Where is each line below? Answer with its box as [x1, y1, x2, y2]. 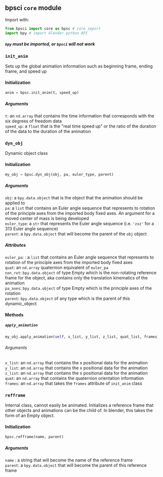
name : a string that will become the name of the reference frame [5, 457, 133, 463]
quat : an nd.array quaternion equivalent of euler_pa [5, 264, 109, 271]
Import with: [5, 16, 29, 22]
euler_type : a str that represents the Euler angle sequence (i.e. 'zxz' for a [5, 221, 154, 227]
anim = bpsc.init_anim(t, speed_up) [5, 90, 79, 95]
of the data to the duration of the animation [5, 128, 91, 134]
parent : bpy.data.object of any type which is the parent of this [5, 296, 130, 301]
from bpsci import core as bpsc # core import [5, 26, 101, 31]
